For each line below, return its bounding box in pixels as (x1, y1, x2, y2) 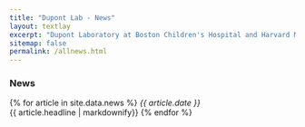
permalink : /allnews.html (9, 47, 107, 56)
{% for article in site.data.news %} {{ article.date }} (9, 97, 202, 109)
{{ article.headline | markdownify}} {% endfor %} (9, 107, 193, 118)
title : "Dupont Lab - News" (9, 13, 116, 23)
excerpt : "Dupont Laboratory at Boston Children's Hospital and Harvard (9, 30, 290, 39)
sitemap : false (9, 38, 67, 48)
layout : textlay (9, 22, 71, 31)
